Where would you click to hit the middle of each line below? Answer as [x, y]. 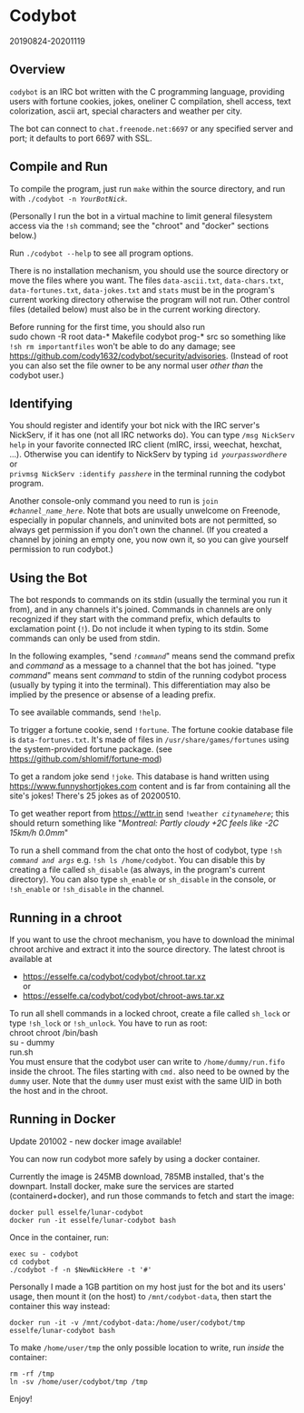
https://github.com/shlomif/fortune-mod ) [86, 759]
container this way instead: [60, 1306]
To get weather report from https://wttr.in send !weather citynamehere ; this [149, 814]
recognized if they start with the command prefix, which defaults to [135, 619]
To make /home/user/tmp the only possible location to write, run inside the [147, 1348]
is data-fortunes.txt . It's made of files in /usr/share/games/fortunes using [149, 740]
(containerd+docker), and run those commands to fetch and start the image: [152, 1196]
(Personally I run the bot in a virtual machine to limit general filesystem [141, 215]
